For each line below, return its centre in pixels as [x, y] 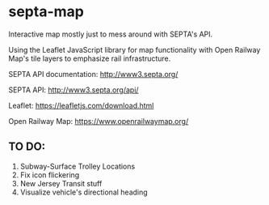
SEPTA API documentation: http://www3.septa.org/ [93, 74]
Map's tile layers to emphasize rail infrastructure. [90, 58]
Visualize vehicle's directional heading [84, 192]
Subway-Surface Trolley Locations [78, 166]
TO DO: [27, 147]
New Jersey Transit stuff [61, 183]
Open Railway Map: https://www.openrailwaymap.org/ [99, 121]
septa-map [46, 12]
